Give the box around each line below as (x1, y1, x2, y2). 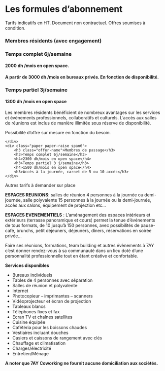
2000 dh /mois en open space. (5, 63, 69, 69)
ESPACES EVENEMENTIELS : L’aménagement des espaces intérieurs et (5, 212, 151, 218)
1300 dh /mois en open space (5, 99, 67, 105)
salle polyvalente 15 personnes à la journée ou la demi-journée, (23, 197, 152, 203)
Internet (12, 288, 29, 294)
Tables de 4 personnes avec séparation (12, 277, 93, 283)
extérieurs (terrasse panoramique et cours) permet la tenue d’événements (5, 217, 156, 223)
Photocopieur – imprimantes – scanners (12, 293, 93, 299)
